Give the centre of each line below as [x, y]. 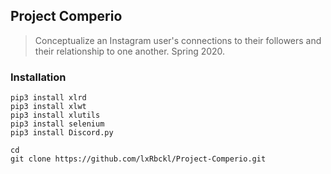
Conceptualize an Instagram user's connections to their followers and [178, 40]
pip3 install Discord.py [62, 133]
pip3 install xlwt [48, 107]
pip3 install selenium [57, 124]
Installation [38, 77]
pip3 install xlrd [48, 98]
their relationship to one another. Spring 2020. [130, 51]
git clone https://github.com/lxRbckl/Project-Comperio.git [138, 159]
